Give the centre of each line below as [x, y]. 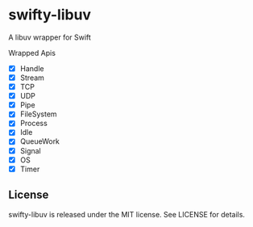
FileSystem [39, 114]
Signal [31, 150]
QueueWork [40, 141]
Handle [32, 68]
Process [34, 124]
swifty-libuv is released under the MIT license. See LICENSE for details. [127, 214]
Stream [32, 78]
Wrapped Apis [32, 53]
